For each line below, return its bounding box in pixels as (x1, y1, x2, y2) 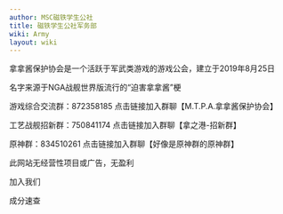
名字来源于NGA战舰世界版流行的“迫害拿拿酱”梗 (9, 82, 182, 93)
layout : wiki (9, 37, 58, 47)
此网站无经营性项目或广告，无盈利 (9, 157, 134, 169)
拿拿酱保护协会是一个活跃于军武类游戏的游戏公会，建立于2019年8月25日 (9, 63, 276, 74)
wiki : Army (9, 29, 50, 38)
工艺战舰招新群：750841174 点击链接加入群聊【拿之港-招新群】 (9, 120, 242, 131)
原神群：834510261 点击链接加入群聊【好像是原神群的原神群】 (9, 139, 239, 149)
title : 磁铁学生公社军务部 (9, 21, 98, 30)
